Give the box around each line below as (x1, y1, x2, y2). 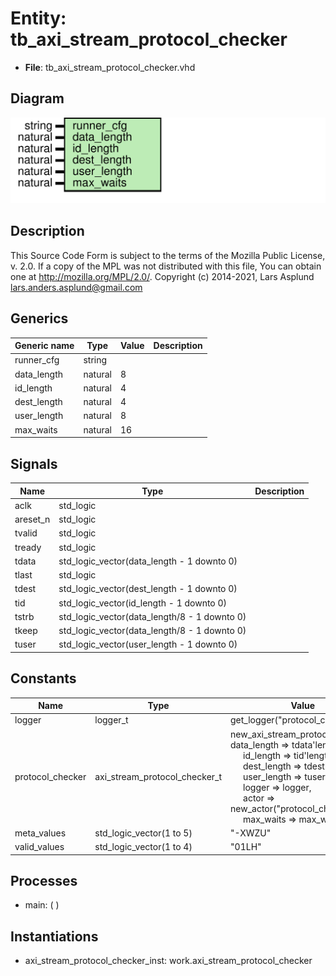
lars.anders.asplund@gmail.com (10, 281, 143, 293)
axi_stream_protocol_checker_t (94, 770, 223, 782)
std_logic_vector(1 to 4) (94, 841, 193, 853)
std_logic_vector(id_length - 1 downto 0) (58, 597, 228, 609)
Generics (10, 310, 69, 327)
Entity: (10, 7, 67, 30)
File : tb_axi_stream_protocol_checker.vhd (24, 61, 196, 73)
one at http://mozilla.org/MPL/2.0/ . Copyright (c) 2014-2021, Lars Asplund (10, 270, 315, 282)
